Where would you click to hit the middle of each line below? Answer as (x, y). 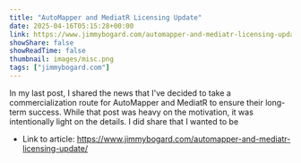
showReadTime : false (48, 51)
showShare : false (42, 43)
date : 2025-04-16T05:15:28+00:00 (72, 26)
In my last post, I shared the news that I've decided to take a (120, 93)
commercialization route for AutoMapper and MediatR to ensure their (137, 102)
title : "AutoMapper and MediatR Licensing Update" (106, 17)
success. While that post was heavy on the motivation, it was (141, 112)
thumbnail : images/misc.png (62, 59)
